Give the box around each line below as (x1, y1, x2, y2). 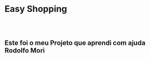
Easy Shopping (4, 3, 67, 15)
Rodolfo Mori (4, 46, 45, 55)
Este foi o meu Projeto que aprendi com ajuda (4, 39, 146, 47)
